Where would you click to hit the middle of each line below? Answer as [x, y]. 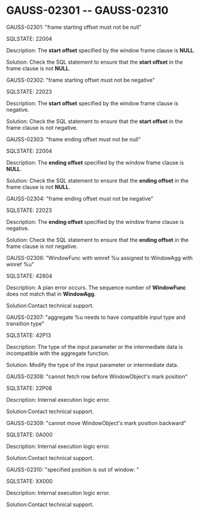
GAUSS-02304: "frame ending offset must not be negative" [80, 198]
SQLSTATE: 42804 [29, 276]
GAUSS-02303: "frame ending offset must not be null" [73, 139]
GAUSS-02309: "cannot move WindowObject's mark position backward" [96, 423]
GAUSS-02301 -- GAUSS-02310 [88, 11]
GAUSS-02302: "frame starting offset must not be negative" [81, 80]
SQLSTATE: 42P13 [29, 335]
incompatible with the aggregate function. [58, 353]
